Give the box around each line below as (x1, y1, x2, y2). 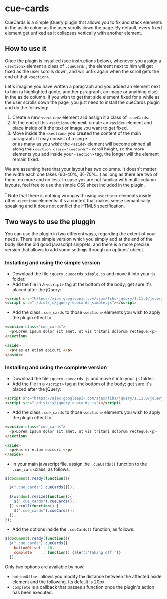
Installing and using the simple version (5, 259, 100, 266)
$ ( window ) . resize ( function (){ (9, 494, 72, 499)
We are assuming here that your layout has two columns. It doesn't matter (5, 166, 157, 172)
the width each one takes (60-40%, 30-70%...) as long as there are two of (5, 171, 158, 177)
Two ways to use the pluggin (5, 217, 96, 226)
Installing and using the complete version (5, 364, 107, 371)
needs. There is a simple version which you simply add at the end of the (5, 236, 153, 242)
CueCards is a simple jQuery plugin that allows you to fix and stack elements (5, 19, 162, 25)
